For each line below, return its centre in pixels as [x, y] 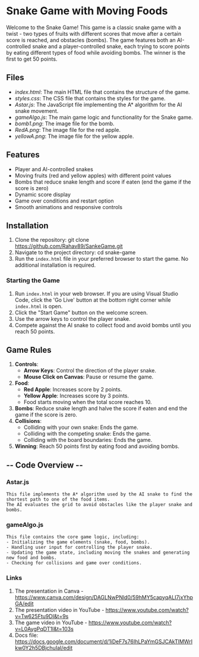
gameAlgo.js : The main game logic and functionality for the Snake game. [104, 117]
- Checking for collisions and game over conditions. [74, 563]
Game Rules [29, 350]
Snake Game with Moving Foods [87, 11]
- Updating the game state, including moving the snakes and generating [98, 553]
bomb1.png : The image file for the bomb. [64, 124]
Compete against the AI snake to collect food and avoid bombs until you [103, 325]
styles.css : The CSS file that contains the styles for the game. [90, 98]
